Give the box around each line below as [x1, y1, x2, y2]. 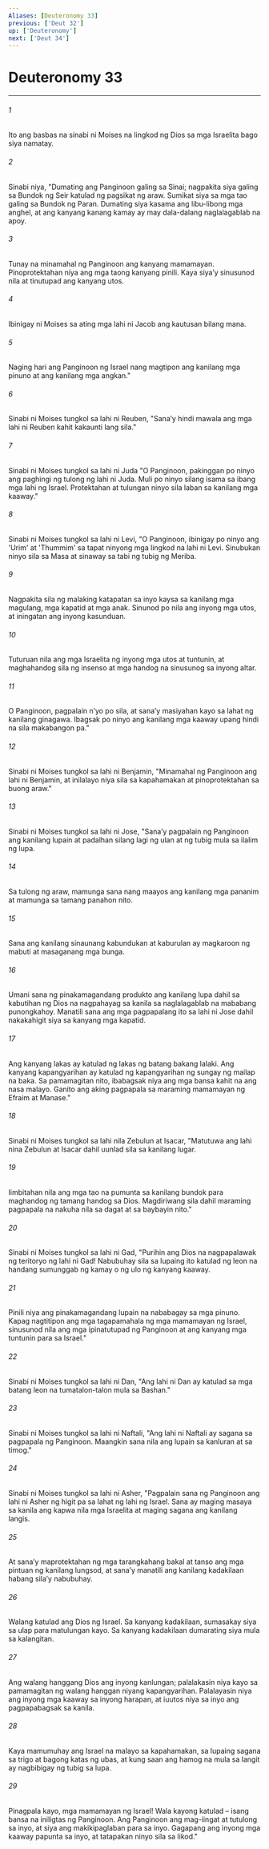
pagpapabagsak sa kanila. [8, 1702, 95, 1712]
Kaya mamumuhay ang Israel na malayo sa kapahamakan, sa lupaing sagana [8, 1746, 262, 1755]
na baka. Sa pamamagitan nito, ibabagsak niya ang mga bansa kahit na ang [8, 1075, 258, 1085]
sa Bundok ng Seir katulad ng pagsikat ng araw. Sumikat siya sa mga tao [8, 190, 248, 200]
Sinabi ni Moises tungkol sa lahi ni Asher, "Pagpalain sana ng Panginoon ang [8, 1489, 260, 1498]
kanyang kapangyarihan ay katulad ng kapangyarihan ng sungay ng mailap [8, 1067, 255, 1077]
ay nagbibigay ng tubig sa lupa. [8, 1763, 112, 1772]
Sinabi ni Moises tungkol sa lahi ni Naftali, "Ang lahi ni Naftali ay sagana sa [8, 1428, 253, 1437]
